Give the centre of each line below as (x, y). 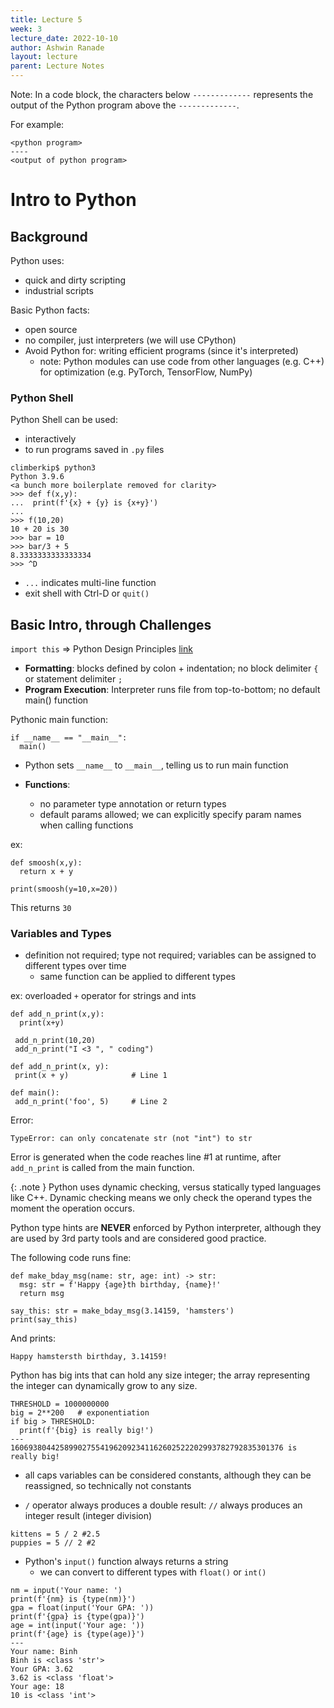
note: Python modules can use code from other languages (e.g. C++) (182, 361)
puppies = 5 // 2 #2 (53, 1543)
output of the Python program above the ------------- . (125, 105)
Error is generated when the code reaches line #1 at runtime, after (146, 1157)
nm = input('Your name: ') (66, 1591)
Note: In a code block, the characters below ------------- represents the (162, 94)
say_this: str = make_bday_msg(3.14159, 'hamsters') (122, 1311)
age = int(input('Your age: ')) (77, 1626)
